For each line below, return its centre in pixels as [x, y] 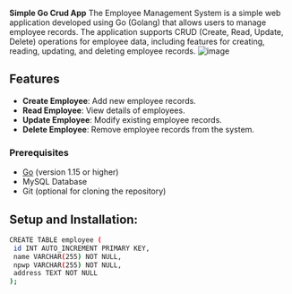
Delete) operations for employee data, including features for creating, [137, 41]
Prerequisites [39, 152]
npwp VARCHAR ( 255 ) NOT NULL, [68, 265]
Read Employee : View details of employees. [103, 110]
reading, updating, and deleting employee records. [103, 51]
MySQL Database [55, 182]
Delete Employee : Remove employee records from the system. [138, 129]
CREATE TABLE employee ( [56, 240]
